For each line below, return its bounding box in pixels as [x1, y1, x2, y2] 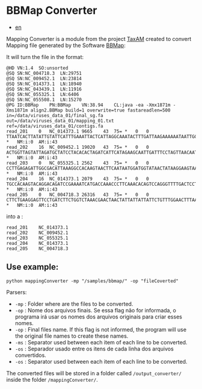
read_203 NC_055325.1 [6, 235, 69, 241]
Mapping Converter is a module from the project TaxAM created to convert [6, 35, 192, 42]
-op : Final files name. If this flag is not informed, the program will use [14, 326, 187, 333]
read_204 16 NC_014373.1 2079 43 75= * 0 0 [6, 176, 149, 182]
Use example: [6, 262, 59, 272]
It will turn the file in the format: [6, 53, 84, 60]
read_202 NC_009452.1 [6, 230, 69, 236]
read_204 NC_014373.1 [6, 240, 69, 246]
